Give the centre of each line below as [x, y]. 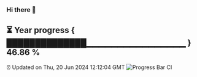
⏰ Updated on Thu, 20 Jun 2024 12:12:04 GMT [66, 67]
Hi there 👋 [21, 10]
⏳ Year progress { [41, 30]
